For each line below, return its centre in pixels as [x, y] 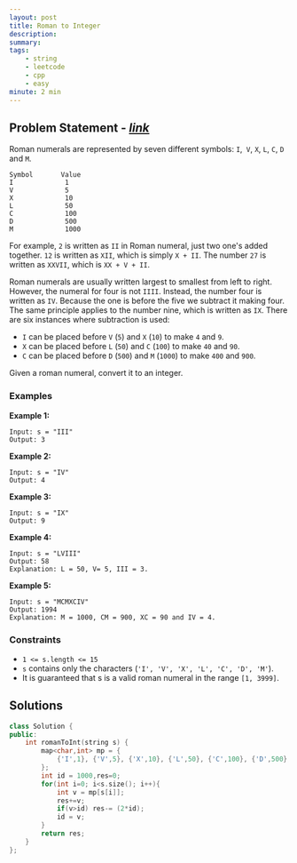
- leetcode [45, 68]
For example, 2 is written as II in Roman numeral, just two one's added [139, 246]
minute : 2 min [35, 92]
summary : [25, 42]
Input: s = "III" [41, 432]
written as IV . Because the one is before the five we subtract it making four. [147, 301]
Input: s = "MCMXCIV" [49, 602]
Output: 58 [29, 561]
